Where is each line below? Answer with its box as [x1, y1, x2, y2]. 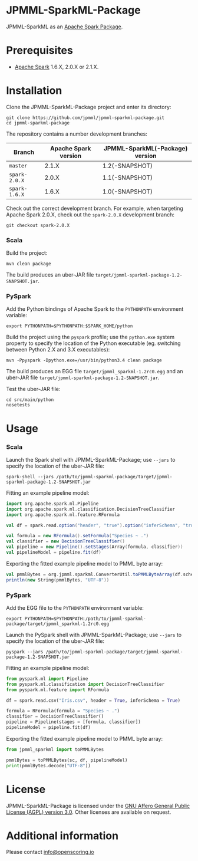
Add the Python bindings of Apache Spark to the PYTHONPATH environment [6, 305, 184, 313]
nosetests [6, 402, 31, 408]
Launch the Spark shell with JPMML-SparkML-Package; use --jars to [6, 456, 176, 463]
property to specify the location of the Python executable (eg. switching [6, 340, 181, 347]
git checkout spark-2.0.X [6, 222, 70, 228]
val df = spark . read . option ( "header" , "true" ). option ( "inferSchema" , [6, 522, 181, 528]
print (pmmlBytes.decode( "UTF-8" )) [6, 763, 91, 768]
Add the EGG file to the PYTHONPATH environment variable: [6, 604, 144, 611]
